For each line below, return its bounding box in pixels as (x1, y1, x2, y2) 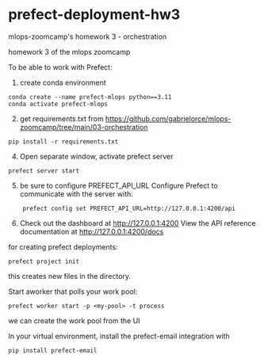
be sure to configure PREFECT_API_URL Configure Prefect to (19, 181, 218, 190)
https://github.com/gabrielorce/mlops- (105, 113, 231, 124)
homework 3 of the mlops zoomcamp (8, 47, 131, 56)
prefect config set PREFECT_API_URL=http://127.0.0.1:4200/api (22, 204, 236, 212)
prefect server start (8, 166, 80, 175)
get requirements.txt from (19, 113, 105, 124)
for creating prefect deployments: (8, 242, 118, 251)
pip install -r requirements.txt (8, 137, 119, 146)
